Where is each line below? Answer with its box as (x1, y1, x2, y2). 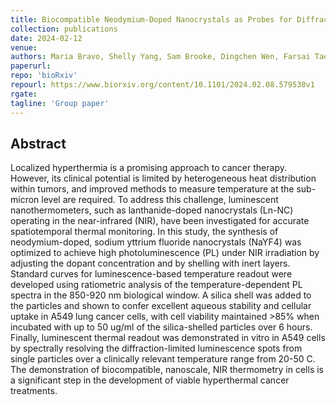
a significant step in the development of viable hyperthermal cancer (10, 374, 290, 386)
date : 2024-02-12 (10, 33, 83, 43)
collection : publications (10, 24, 118, 34)
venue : (10, 42, 38, 53)
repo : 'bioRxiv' (10, 71, 78, 81)
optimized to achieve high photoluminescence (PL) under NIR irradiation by (10, 247, 320, 259)
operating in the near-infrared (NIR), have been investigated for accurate (10, 215, 310, 227)
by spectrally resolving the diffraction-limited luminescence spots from (10, 342, 303, 355)
